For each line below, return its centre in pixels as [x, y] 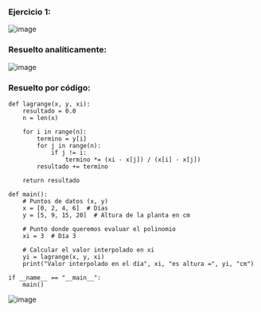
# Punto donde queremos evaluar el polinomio [99, 229]
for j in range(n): [69, 145]
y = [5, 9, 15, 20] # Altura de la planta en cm [107, 215]
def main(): [28, 194]
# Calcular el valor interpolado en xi [89, 250]
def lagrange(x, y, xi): [49, 104]
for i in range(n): [55, 132]
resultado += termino [73, 166]
